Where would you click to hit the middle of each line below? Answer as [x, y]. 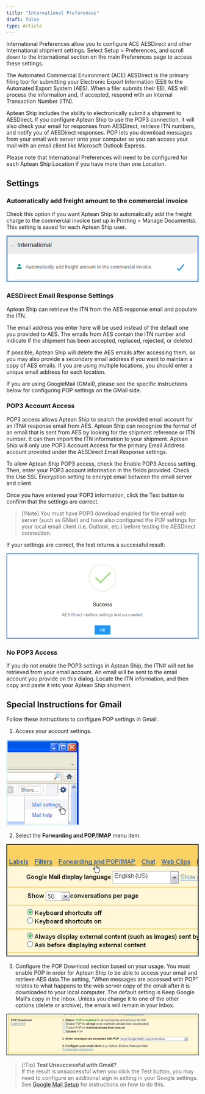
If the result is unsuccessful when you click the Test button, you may [107, 1071]
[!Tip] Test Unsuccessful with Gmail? [69, 1065]
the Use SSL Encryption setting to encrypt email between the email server [99, 477]
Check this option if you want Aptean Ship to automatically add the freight [99, 214]
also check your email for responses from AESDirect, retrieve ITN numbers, [101, 126]
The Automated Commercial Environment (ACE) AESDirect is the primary [98, 75]
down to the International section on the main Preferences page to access [99, 57]
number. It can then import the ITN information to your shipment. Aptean [97, 439]
